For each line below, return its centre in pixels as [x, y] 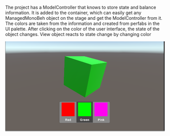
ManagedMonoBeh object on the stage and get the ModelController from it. [84, 18]
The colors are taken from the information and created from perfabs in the [82, 23]
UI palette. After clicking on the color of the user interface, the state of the [82, 29]
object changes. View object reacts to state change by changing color [78, 34]
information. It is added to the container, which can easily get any [73, 13]
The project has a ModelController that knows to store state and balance [81, 7]
